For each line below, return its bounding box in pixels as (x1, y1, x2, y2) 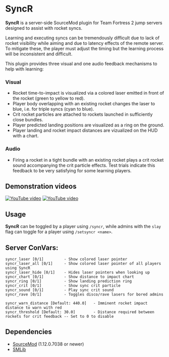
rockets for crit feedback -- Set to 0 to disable (5, 314, 114, 319)
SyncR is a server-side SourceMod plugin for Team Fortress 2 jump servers (5, 20, 162, 26)
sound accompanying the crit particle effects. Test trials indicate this (12, 162, 155, 168)
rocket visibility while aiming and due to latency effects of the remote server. (5, 40, 164, 46)
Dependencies (5, 328, 52, 336)
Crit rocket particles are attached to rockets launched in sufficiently (12, 111, 153, 117)
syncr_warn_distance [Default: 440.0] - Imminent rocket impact (5, 301, 148, 306)
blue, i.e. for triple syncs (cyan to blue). (12, 106, 94, 112)
